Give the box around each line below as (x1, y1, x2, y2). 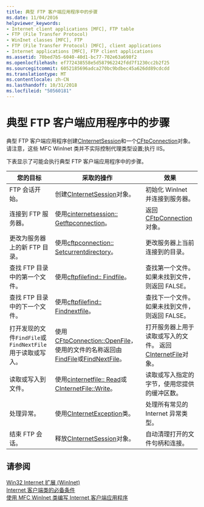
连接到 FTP (9, 209, 41, 218)
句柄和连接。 (151, 438, 188, 447)
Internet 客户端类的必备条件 (6, 486, 76, 494)
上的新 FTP (9, 243, 41, 251)
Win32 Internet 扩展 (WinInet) (6, 478, 81, 486)
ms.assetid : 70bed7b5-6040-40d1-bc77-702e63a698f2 (6, 54, 137, 60)
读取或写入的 (145, 332, 182, 340)
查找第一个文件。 (145, 264, 194, 272)
